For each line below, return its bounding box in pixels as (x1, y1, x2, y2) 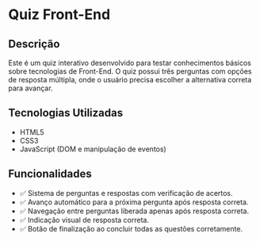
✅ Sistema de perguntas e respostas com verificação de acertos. (19, 188, 233, 197)
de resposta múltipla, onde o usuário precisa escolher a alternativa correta (8, 75, 252, 84)
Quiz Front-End (8, 6, 111, 24)
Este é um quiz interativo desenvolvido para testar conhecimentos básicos (8, 58, 251, 67)
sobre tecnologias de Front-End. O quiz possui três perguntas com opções (8, 67, 252, 76)
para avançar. (8, 83, 53, 93)
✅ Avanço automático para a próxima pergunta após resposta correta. (19, 197, 249, 207)
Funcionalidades (8, 167, 93, 181)
